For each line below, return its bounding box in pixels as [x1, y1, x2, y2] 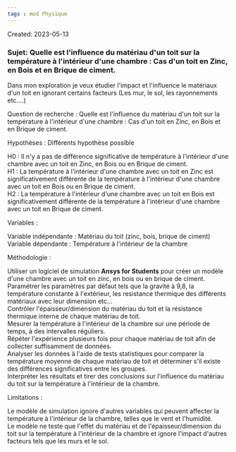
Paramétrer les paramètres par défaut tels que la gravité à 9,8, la [7, 282, 194, 290]
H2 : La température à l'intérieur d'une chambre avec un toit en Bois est [7, 189, 215, 198]
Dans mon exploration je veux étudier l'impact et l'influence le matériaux [7, 81, 217, 89]
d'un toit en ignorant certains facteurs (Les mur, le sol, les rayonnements [7, 88, 218, 97]
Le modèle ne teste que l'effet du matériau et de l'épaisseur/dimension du [7, 422, 222, 430]
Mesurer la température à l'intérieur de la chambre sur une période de [7, 319, 210, 328]
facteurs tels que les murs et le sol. [7, 436, 109, 445]
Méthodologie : [7, 253, 51, 261]
